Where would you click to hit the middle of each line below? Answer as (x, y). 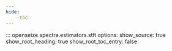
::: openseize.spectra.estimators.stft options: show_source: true (86, 35)
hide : (13, 12)
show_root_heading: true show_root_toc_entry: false (72, 41)
